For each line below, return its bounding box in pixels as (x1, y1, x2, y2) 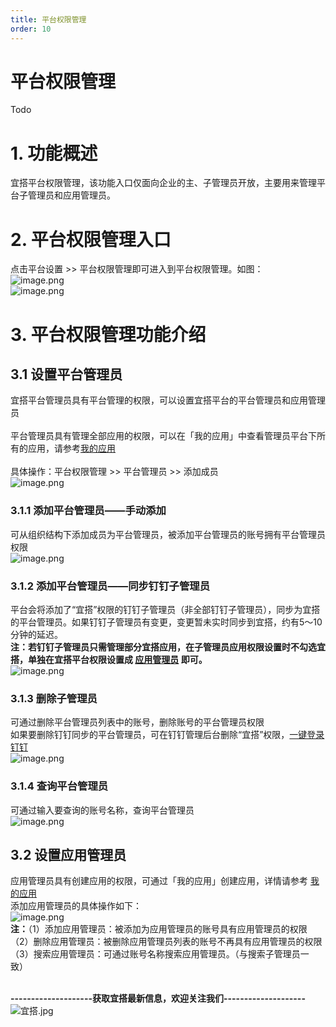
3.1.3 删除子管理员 (10, 691, 98, 705)
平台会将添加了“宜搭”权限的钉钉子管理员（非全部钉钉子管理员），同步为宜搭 (10, 603, 321, 615)
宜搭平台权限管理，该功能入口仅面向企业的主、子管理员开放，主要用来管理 (10, 177, 317, 189)
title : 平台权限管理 (10, 14, 87, 25)
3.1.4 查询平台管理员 (10, 779, 109, 793)
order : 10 (10, 24, 52, 34)
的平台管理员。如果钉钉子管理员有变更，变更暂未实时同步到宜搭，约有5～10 (10, 616, 323, 628)
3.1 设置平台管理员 (10, 366, 123, 383)
